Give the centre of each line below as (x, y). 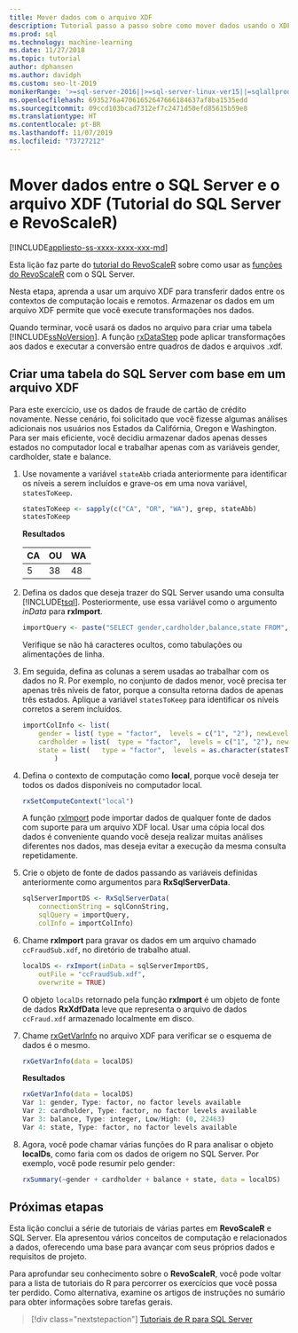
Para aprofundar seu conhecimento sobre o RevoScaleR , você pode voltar (145, 1274)
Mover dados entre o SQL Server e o (145, 185)
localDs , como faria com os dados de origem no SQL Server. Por (141, 1154)
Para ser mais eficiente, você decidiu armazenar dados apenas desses (138, 438)
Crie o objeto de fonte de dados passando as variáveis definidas (140, 873)
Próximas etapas (56, 1207)
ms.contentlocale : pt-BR (55, 125)
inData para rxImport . (63, 611)
